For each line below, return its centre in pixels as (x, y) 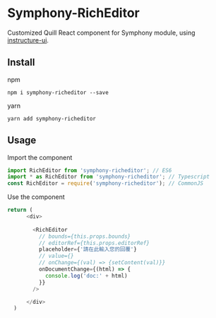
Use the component (36, 197)
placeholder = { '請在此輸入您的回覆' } (88, 249)
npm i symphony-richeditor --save (58, 92)
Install (21, 63)
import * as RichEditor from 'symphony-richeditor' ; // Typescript (109, 177)
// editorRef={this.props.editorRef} (94, 243)
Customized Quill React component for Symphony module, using (101, 33)
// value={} (56, 256)
